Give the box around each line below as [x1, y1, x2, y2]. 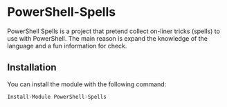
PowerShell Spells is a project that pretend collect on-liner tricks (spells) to [7, 27, 220, 35]
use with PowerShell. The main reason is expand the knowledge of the [7, 34, 208, 42]
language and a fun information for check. [7, 41, 127, 50]
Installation [7, 61, 57, 73]
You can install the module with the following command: [7, 80, 167, 88]
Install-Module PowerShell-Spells [7, 93, 107, 100]
